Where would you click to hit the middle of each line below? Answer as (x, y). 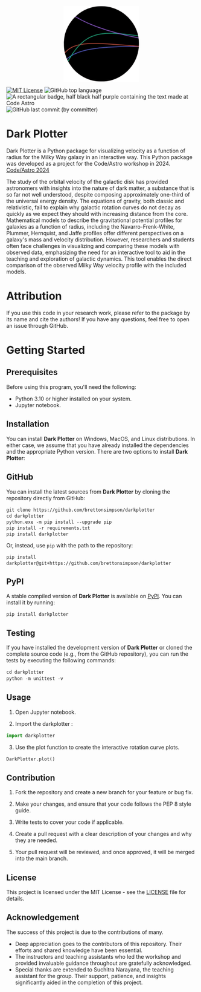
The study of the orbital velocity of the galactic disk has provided (87, 181)
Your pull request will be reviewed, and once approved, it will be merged (105, 852)
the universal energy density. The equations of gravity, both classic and (95, 201)
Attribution (34, 296)
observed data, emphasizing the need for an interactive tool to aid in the (96, 252)
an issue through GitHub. (37, 325)
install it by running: (31, 602)
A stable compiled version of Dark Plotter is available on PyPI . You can (94, 596)
